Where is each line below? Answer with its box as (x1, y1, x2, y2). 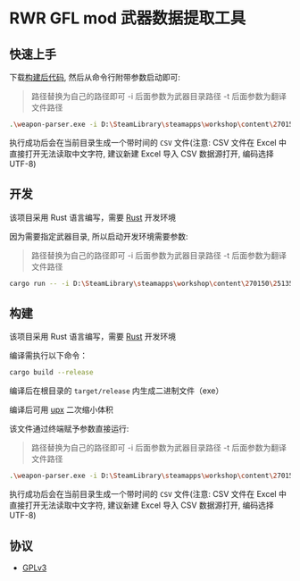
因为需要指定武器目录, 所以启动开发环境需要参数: (9, 231, 189, 241)
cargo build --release (9, 368, 94, 377)
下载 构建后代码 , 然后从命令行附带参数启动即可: (9, 72, 181, 82)
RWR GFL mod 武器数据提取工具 (9, 8, 246, 29)
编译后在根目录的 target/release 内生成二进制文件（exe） (9, 385, 224, 396)
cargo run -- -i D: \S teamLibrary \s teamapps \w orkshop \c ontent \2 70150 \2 (9, 279, 278, 288)
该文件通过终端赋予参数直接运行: (9, 424, 129, 434)
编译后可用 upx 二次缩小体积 (9, 404, 114, 416)
